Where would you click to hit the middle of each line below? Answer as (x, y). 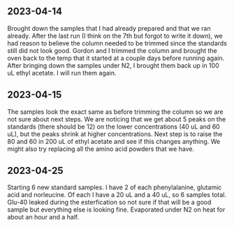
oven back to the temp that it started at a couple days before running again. (116, 58)
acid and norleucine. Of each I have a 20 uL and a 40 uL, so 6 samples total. (117, 195)
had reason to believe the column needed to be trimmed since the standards (117, 43)
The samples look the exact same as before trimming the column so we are (115, 112)
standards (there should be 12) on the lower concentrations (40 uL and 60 (114, 126)
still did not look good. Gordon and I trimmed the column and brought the (112, 50)
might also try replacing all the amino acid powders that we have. (101, 149)
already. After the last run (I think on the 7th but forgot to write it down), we (115, 36)
